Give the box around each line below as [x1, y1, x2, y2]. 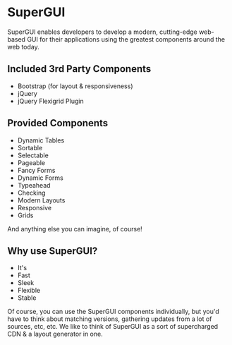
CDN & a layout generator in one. [7, 329, 104, 339]
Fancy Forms [17, 166, 56, 174]
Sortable [17, 143, 43, 152]
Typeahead [17, 181, 51, 189]
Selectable [17, 151, 49, 159]
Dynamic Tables [17, 135, 65, 145]
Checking [17, 188, 46, 197]
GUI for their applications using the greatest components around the [27, 35, 226, 43]
